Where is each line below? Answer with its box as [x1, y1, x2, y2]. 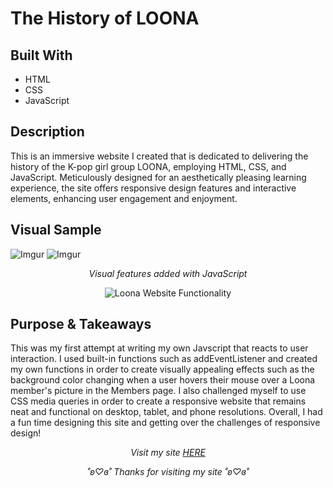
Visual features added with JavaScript [88, 267, 248, 279]
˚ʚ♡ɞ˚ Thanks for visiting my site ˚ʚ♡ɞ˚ [86, 466, 250, 478]
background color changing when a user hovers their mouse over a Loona [10, 374, 316, 386]
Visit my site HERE [130, 447, 206, 459]
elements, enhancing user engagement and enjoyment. [10, 192, 238, 204]
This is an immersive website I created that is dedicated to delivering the [10, 150, 309, 162]
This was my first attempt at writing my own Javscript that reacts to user [10, 342, 309, 354]
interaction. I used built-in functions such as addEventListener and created [10, 353, 318, 365]
